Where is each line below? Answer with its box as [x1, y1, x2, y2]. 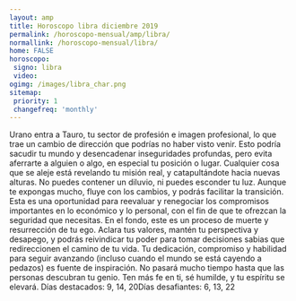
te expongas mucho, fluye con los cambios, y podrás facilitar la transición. [9, 186, 284, 197]
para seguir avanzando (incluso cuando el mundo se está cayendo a [9, 253, 262, 264]
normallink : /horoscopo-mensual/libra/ [9, 38, 159, 47]
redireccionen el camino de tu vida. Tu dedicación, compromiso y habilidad [9, 244, 287, 254]
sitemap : [9, 88, 42, 97]
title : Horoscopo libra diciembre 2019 [9, 21, 159, 30]
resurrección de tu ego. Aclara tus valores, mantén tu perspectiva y [9, 225, 258, 236]
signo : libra [13, 64, 63, 73]
